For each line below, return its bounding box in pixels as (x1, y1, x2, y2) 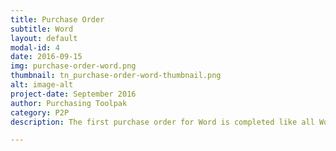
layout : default (10, 33, 78, 43)
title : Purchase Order (10, 14, 105, 25)
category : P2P (10, 107, 70, 118)
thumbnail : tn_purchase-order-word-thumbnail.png (10, 71, 222, 81)
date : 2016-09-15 (10, 52, 83, 62)
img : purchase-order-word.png (10, 61, 137, 71)
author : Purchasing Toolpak (10, 98, 128, 108)
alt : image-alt (10, 80, 74, 90)
